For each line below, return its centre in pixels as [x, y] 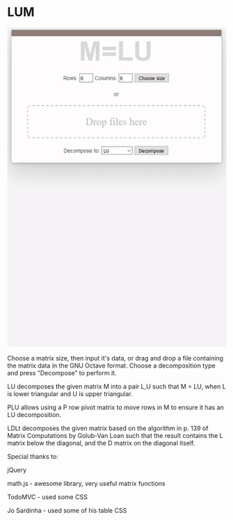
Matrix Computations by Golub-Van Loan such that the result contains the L [115, 436]
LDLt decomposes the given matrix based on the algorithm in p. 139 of [108, 428]
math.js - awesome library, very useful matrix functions [86, 484]
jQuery [17, 470]
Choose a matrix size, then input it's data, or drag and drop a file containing [115, 359]
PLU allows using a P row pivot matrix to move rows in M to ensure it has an [115, 407]
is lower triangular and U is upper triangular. [70, 394]
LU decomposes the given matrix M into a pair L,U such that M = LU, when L [116, 386]
